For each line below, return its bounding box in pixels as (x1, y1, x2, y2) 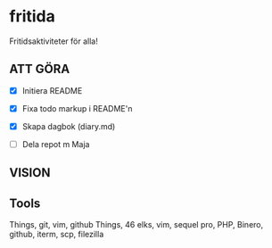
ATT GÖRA (9, 62, 70, 77)
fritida (9, 6, 56, 27)
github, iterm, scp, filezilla (9, 229, 104, 240)
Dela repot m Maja (21, 138, 90, 149)
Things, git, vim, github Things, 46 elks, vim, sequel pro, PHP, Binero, (9, 219, 264, 230)
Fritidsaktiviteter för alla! (9, 36, 98, 46)
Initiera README (21, 85, 83, 95)
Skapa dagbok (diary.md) (21, 120, 116, 131)
